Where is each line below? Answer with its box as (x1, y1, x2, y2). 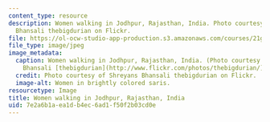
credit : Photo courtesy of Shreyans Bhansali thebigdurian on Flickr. (15, 71, 257, 79)
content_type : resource (8, 11, 88, 20)
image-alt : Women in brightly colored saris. (15, 79, 171, 87)
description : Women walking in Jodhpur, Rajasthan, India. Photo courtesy (8, 19, 264, 27)
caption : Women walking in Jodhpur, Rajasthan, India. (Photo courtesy (15, 57, 261, 65)
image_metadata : (8, 49, 63, 57)
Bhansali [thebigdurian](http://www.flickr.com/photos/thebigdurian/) (22, 64, 264, 72)
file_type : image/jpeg (8, 42, 84, 50)
